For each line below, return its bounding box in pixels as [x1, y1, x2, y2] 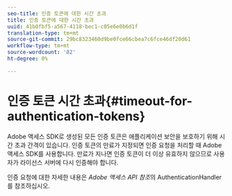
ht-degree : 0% [7, 55, 49, 62]
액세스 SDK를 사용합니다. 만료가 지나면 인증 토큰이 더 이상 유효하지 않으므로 [7, 150, 213, 158]
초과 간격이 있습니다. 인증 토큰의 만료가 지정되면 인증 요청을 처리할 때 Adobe [14, 141, 222, 149]
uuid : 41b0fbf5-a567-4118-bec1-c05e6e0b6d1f [7, 23, 138, 30]
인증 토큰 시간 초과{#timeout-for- [7, 93, 193, 109]
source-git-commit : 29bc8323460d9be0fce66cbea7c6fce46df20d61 [7, 36, 191, 43]
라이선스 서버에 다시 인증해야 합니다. [19, 158, 119, 166]
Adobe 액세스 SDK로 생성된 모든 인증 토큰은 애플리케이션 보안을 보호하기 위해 [7, 132, 218, 141]
